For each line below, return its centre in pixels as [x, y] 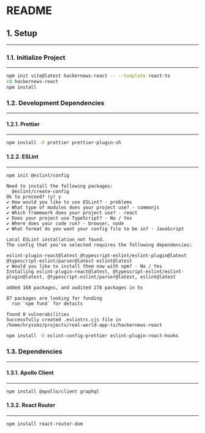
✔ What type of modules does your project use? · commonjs [83, 208]
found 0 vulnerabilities [38, 315]
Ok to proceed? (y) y [34, 197]
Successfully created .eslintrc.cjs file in [64, 320]
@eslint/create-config [41, 192]
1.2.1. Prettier [23, 124]
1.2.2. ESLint [22, 156]
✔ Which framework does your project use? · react [72, 213]
